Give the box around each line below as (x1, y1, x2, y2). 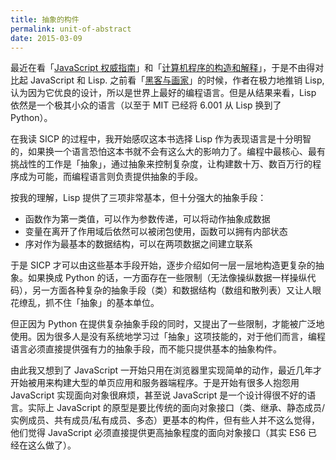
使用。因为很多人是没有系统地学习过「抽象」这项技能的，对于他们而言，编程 (10, 331, 326, 343)
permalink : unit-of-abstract (10, 24, 132, 34)
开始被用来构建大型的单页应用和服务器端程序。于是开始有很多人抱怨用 (10, 377, 300, 389)
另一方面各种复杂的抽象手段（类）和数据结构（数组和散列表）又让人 (31, 284, 313, 296)
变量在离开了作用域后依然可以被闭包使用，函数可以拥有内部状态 (24, 226, 288, 238)
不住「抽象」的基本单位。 (53, 297, 160, 309)
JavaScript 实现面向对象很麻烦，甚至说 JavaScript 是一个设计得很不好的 (10, 389, 308, 401)
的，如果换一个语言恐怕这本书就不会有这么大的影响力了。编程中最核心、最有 (10, 146, 326, 158)
